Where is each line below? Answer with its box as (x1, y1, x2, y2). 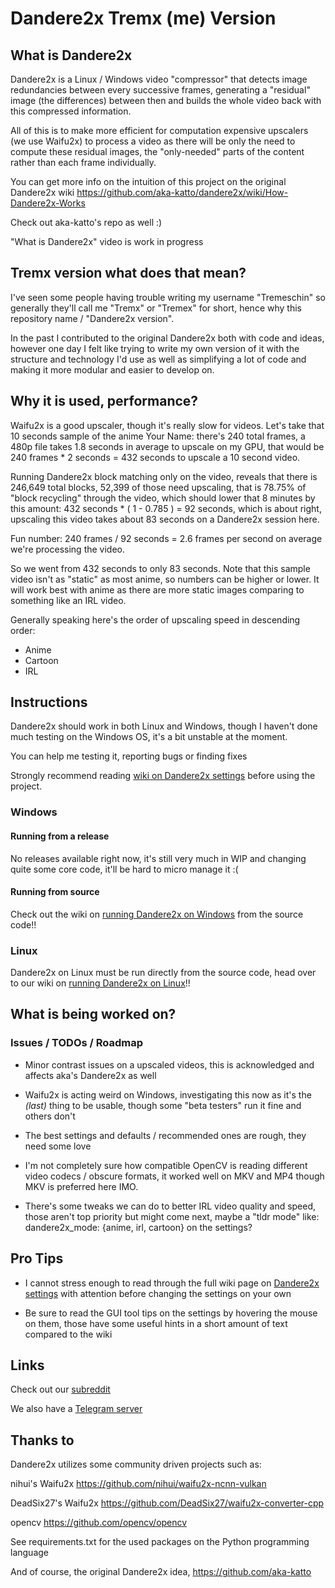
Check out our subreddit (10, 1383, 111, 1396)
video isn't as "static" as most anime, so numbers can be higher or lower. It (10, 573, 320, 585)
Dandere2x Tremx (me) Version (10, 7, 277, 30)
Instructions (10, 694, 88, 711)
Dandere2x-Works (10, 197, 86, 209)
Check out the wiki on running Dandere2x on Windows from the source (10, 908, 304, 920)
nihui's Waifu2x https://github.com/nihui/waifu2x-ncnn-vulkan (10, 1478, 267, 1490)
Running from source (10, 886, 100, 898)
